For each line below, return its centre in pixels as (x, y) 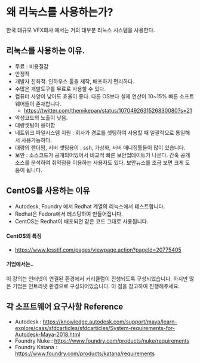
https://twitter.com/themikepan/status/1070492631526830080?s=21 (108, 110)
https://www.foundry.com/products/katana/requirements (85, 353)
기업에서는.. (20, 264)
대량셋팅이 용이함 (35, 125)
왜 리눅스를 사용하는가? (60, 12)
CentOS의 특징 (24, 236)
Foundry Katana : (36, 347)
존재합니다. (48, 104)
